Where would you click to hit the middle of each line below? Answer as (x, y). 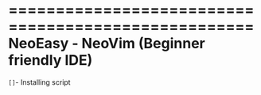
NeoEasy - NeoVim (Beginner (107, 44)
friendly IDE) (51, 61)
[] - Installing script (39, 82)
